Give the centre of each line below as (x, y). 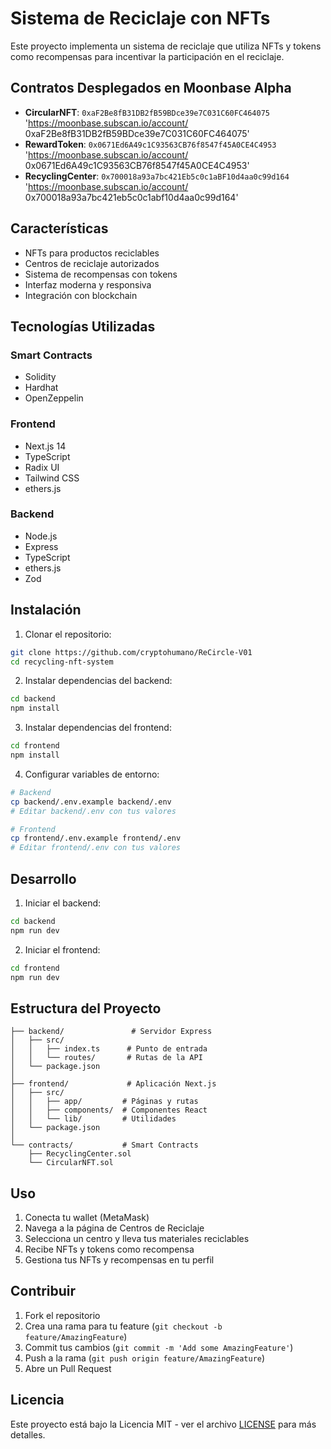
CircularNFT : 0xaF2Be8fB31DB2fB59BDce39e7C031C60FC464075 (147, 112)
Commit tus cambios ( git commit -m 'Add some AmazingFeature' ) (159, 1347)
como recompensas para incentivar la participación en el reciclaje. (147, 56)
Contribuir (43, 1291)
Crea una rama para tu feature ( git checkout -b (123, 1326)
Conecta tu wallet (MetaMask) (87, 1218)
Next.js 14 (45, 446)
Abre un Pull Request (68, 1368)
